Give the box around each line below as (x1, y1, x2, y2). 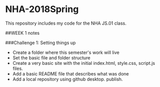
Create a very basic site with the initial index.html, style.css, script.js (12, 60, 155, 66)
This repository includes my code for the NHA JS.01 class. (5, 20, 127, 26)
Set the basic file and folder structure (12, 54, 91, 61)
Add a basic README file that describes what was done (12, 70, 129, 76)
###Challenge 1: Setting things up (5, 39, 76, 46)
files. (12, 65, 23, 71)
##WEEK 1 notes (5, 30, 39, 36)
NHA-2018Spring (5, 4, 79, 15)
